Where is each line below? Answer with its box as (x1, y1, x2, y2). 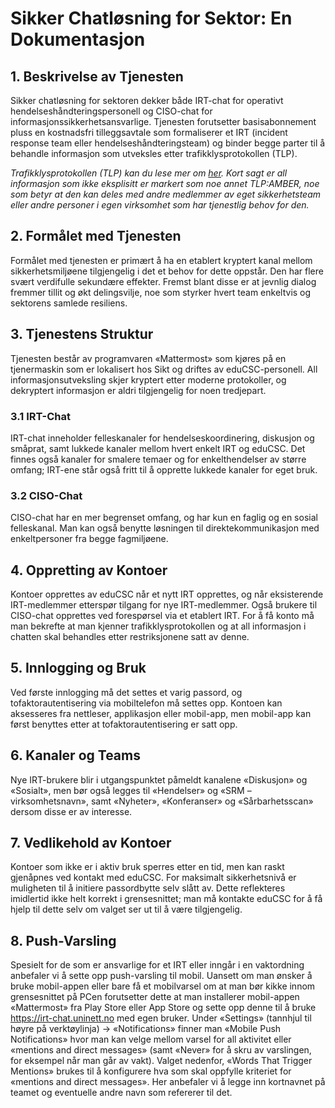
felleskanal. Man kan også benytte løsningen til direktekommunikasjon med (10, 522, 320, 534)
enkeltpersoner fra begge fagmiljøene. (10, 533, 169, 545)
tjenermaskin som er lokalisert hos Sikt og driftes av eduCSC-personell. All (10, 363, 318, 375)
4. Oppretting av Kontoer (10, 562, 168, 579)
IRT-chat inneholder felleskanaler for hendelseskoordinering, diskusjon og (10, 432, 315, 444)
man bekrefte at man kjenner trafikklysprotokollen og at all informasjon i (10, 620, 307, 632)
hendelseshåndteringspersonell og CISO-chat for (10, 105, 213, 117)
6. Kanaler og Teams (10, 747, 141, 764)
